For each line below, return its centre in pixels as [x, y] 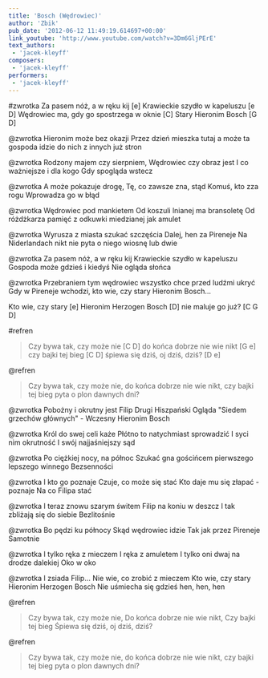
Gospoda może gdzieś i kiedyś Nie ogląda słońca [89, 267]
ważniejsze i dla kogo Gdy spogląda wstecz [81, 171]
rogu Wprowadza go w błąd [54, 195]
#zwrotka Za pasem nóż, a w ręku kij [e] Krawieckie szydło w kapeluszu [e [132, 106]
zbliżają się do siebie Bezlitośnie [62, 515]
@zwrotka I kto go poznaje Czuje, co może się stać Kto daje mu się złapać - [134, 482]
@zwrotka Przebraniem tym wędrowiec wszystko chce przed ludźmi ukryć [132, 282]
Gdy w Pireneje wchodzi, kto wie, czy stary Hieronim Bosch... [110, 291]
